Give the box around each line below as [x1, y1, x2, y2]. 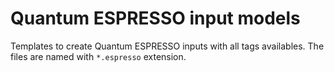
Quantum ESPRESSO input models [10, 7, 301, 30]
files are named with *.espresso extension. [10, 50, 187, 62]
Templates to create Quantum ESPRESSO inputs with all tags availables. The [10, 40, 325, 52]
